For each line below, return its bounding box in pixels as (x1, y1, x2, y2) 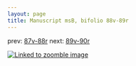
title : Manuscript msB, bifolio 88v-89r (7, 17, 130, 24)
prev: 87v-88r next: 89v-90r (7, 36, 90, 45)
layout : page (7, 10, 46, 18)
